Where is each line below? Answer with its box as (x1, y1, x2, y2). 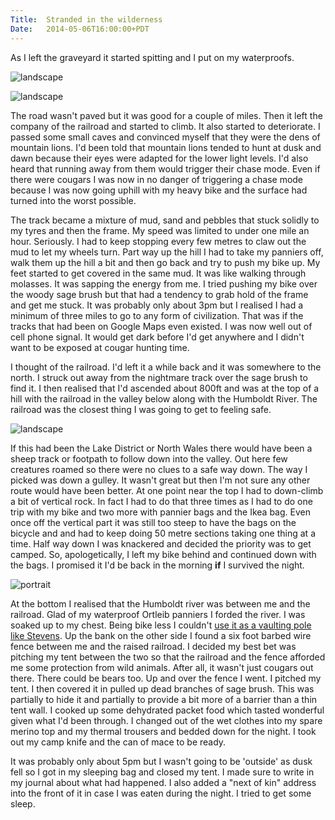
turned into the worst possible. (10, 194, 137, 206)
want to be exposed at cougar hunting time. (10, 341, 190, 353)
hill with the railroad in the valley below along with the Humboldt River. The (10, 392, 318, 405)
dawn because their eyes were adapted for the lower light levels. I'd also (10, 152, 309, 164)
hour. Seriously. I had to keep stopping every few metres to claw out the (10, 235, 307, 247)
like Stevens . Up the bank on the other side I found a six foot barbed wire (10, 629, 312, 641)
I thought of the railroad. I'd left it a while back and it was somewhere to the (10, 361, 322, 373)
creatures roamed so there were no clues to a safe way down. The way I (10, 463, 308, 475)
